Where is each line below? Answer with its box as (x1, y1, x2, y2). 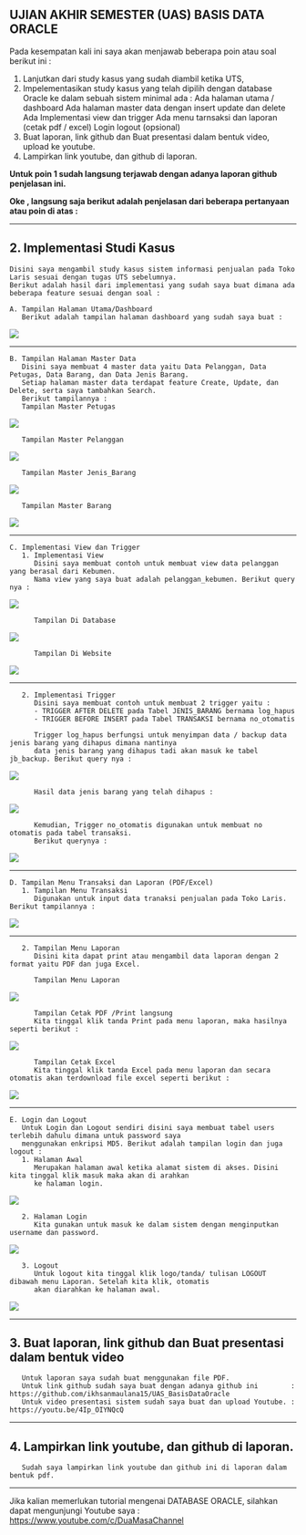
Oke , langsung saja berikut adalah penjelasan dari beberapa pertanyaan (9, 195, 290, 206)
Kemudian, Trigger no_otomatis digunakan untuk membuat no (33, 820, 262, 829)
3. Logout (21, 1260, 59, 1271)
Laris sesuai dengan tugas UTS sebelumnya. (9, 273, 178, 282)
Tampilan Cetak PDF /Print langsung (33, 1008, 173, 1018)
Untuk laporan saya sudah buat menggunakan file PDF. (21, 1374, 230, 1383)
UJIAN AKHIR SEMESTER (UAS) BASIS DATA (9, 7, 265, 23)
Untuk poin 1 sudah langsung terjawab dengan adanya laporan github (9, 168, 278, 179)
